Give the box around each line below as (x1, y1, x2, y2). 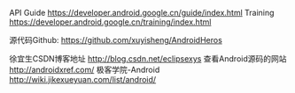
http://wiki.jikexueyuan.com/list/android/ (9, 75, 157, 84)
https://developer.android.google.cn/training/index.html (9, 17, 212, 27)
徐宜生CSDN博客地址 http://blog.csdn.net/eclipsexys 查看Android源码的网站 (9, 54, 287, 64)
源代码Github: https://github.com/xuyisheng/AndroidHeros (9, 35, 223, 45)
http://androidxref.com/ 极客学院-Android (9, 65, 160, 75)
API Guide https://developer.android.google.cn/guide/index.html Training (9, 8, 275, 18)
